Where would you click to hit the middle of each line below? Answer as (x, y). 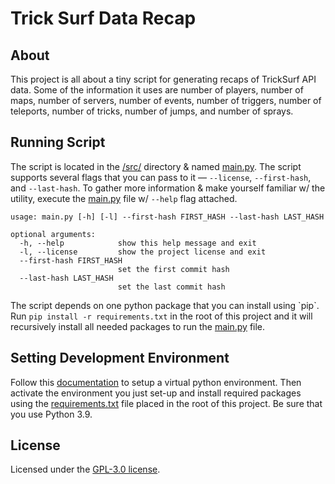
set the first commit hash (173, 269)
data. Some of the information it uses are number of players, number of (157, 90)
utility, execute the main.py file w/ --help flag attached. (124, 198)
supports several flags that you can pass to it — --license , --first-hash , (161, 177)
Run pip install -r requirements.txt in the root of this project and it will (161, 316)
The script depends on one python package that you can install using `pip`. (165, 305)
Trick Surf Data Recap (103, 18)
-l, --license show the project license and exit (143, 252)
